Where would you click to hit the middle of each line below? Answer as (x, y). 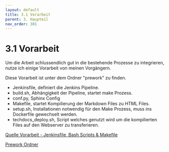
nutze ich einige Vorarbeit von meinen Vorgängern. (58, 68)
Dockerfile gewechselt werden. (45, 114)
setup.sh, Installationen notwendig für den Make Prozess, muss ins (82, 109)
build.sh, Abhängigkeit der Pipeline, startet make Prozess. (72, 93)
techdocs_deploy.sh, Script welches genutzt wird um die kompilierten (85, 120)
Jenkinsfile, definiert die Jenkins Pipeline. (56, 88)
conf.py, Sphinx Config (36, 98)
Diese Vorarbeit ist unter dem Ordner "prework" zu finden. (66, 78)
